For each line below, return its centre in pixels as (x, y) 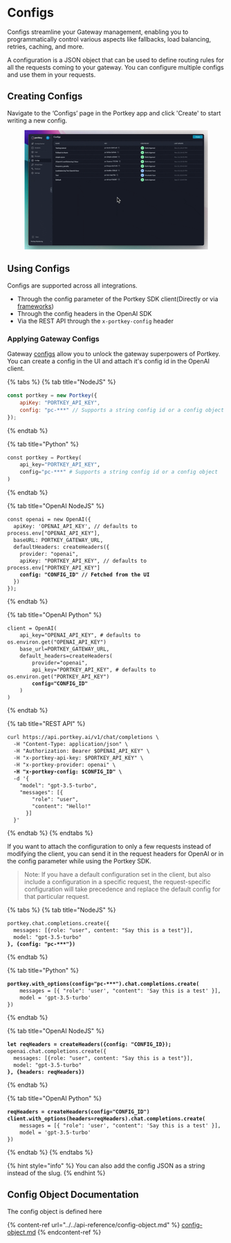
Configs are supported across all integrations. (72, 286)
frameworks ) (35, 306)
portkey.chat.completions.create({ (58, 924)
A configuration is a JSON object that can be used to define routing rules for (116, 59)
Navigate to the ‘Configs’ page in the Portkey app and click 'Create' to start (114, 113)
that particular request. (57, 897)
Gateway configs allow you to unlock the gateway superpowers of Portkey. (114, 354)
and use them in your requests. (52, 75)
